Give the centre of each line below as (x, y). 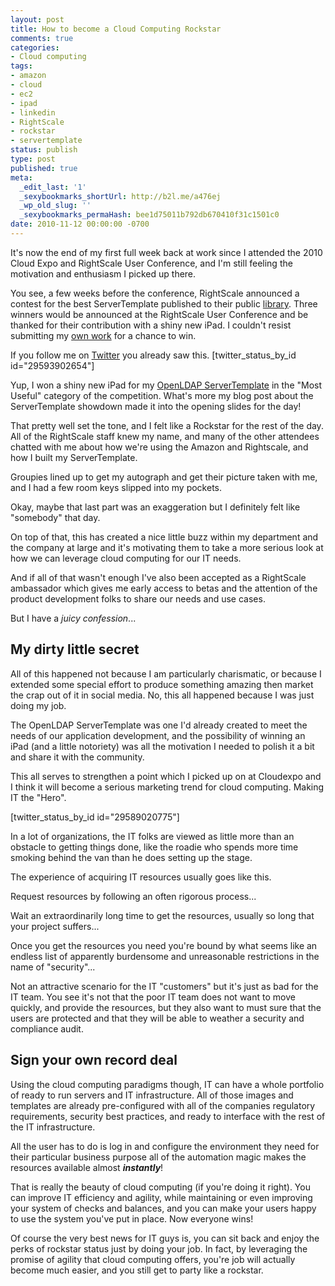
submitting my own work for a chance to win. (103, 335)
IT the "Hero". (38, 797)
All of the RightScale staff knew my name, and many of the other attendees (165, 436)
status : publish (44, 150)
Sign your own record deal (94, 1060)
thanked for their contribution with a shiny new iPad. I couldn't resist (151, 325)
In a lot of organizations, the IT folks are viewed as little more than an (152, 836)
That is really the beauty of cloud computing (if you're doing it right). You (160, 1187)
